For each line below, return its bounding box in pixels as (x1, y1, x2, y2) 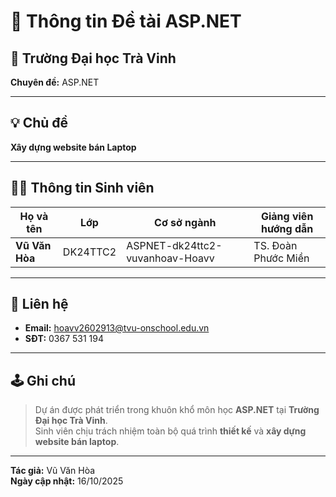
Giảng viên (260, 209, 314, 223)
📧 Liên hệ (10, 296, 69, 313)
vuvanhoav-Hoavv (126, 251, 215, 265)
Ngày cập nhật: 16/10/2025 (10, 475, 124, 487)
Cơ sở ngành (154, 215, 217, 229)
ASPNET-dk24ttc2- (126, 238, 223, 252)
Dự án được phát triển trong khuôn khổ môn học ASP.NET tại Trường (34, 404, 320, 416)
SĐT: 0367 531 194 (24, 333, 105, 345)
